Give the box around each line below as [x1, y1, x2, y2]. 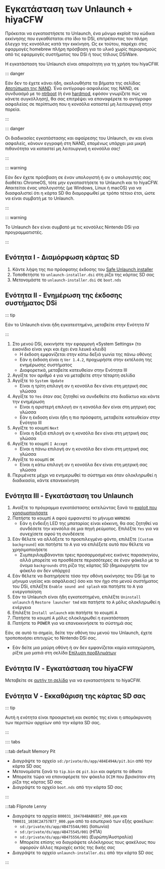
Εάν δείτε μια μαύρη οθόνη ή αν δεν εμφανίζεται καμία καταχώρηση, [12, 645, 155, 651]
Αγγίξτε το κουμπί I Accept [12, 440, 68, 446]
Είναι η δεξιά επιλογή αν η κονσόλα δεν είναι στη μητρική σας [19, 430, 149, 436]
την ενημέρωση [12, 398, 45, 404]
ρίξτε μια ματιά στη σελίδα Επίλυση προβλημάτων [12, 650, 117, 656]
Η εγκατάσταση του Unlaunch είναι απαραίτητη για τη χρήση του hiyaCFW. [5, 61, 159, 67]
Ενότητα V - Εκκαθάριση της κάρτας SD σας [5, 692, 146, 700]
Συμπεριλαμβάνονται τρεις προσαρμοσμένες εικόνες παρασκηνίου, [19, 552, 160, 558]
